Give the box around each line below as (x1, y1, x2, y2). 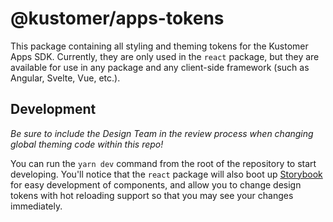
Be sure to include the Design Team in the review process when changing (10, 127, 314, 139)
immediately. (10, 200, 63, 212)
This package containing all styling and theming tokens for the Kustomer (10, 40, 309, 52)
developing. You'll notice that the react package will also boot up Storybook (10, 168, 323, 180)
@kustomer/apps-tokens (10, 7, 225, 30)
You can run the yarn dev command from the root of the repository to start (10, 157, 317, 169)
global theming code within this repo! (10, 138, 164, 150)
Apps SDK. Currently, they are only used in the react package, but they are (10, 50, 320, 62)
